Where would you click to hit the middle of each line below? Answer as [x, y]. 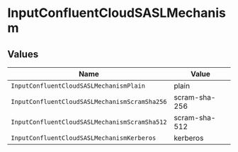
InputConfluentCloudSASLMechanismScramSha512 [89, 122]
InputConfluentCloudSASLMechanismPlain [78, 86]
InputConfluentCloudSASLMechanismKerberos [84, 138]
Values [23, 54]
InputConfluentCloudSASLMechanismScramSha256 [89, 101]
